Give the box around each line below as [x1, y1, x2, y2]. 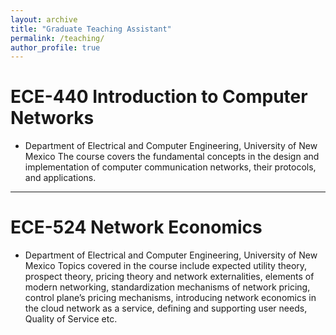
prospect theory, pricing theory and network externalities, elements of [24, 271, 315, 283]
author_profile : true [10, 42, 101, 53]
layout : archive [10, 14, 78, 25]
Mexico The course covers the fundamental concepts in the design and [24, 151, 320, 163]
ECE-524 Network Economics [10, 216, 263, 239]
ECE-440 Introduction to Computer [10, 86, 308, 108]
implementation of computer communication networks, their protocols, [24, 161, 317, 173]
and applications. [24, 172, 97, 184]
